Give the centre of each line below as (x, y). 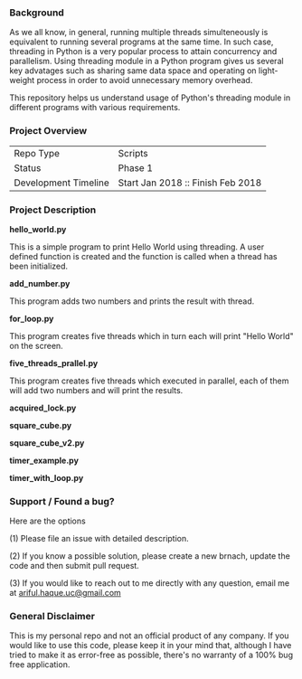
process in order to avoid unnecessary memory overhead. (145, 80)
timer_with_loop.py (47, 477)
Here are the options (47, 521)
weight (22, 80)
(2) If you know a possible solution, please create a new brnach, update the (150, 556)
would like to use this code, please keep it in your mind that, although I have (151, 646)
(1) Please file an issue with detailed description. (99, 539)
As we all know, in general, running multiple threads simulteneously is (139, 33)
